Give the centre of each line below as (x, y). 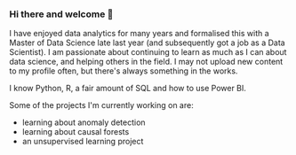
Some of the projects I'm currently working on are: (101, 105)
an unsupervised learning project (83, 142)
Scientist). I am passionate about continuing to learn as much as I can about (148, 52)
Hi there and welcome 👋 (61, 14)
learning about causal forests (76, 132)
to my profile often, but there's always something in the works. (124, 71)
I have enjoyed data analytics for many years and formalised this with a (139, 34)
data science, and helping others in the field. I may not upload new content (146, 62)
